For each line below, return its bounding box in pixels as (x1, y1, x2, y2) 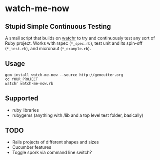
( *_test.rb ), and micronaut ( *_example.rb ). (5, 46, 91, 51)
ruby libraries (12, 107, 39, 113)
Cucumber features (12, 144, 52, 150)
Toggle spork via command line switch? (12, 149, 92, 156)
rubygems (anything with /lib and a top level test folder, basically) (12, 112, 144, 118)
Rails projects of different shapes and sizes (12, 139, 99, 145)
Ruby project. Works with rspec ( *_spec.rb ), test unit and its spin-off (5, 40, 143, 46)
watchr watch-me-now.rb (5, 81, 54, 86)
